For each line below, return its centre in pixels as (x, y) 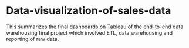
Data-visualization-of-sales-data (89, 11)
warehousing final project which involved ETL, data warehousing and (90, 32)
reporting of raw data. (33, 39)
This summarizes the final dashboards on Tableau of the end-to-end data (95, 27)
